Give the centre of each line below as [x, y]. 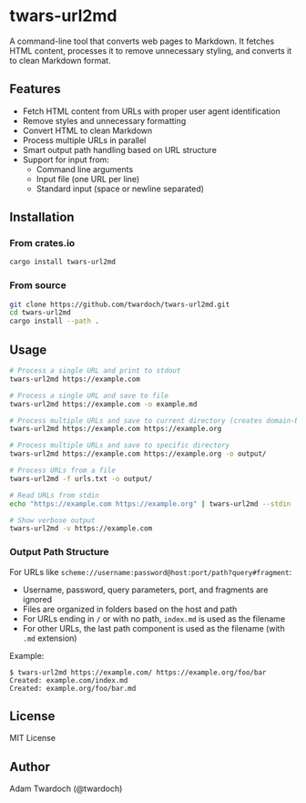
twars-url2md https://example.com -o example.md [103, 404]
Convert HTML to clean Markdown [87, 130]
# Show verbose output [52, 520]
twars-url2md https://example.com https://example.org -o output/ [138, 454]
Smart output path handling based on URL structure [119, 149]
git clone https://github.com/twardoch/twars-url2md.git [120, 304]
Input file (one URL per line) [88, 179]
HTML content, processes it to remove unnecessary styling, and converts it [151, 50]
